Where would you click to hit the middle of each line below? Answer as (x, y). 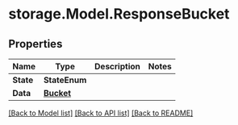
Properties (35, 44)
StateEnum (65, 80)
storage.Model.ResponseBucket (119, 14)
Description (117, 67)
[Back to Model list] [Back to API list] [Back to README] (101, 113)
